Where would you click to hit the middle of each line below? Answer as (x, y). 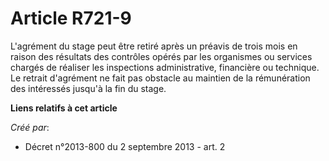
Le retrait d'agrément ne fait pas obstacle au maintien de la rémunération (160, 78)
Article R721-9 (71, 18)
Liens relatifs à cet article (64, 108)
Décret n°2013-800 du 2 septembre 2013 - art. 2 (125, 146)
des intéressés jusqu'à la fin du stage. (88, 88)
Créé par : (30, 127)
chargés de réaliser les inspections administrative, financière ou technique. (165, 67)
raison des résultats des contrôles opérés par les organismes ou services (161, 56)
